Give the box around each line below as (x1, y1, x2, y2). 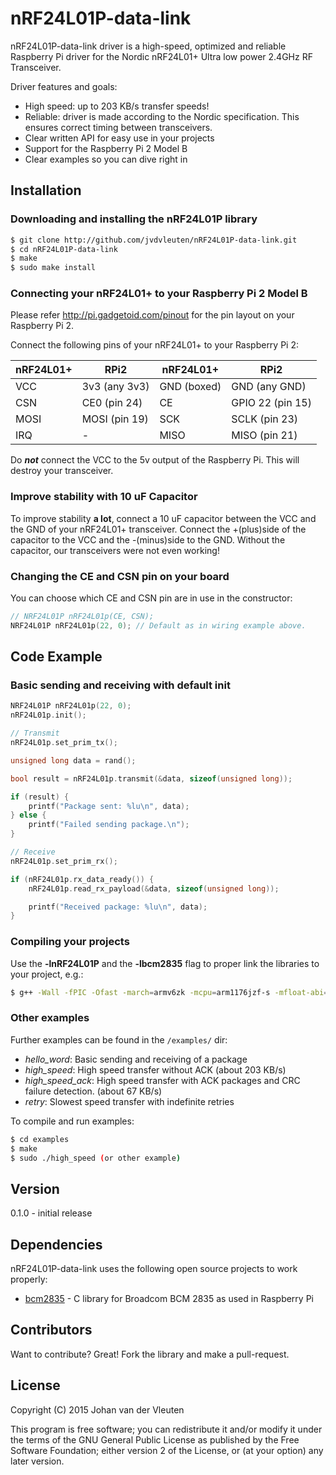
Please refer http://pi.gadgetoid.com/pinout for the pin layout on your (10, 309, 295, 321)
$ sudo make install (10, 263, 97, 273)
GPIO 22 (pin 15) (231, 396, 312, 410)
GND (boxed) (159, 380, 222, 394)
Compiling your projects (10, 935, 130, 949)
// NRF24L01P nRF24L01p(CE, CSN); (10, 612, 155, 622)
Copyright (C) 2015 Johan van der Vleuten (10, 1403, 185, 1416)
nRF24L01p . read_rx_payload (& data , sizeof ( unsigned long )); (28, 883, 280, 894)
